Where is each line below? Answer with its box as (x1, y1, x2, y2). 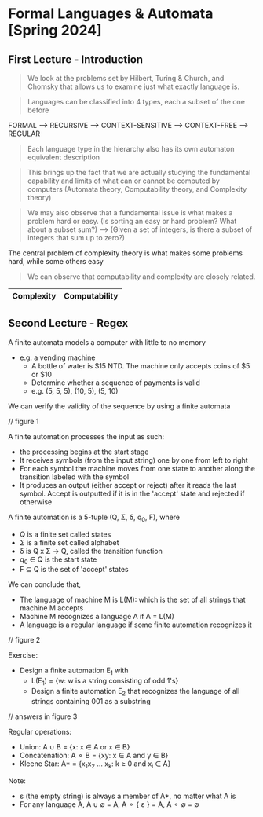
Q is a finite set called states (19, 529, 111, 539)
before (27, 105, 49, 115)
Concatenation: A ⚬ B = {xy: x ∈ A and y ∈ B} (19, 750, 169, 760)
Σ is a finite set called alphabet (19, 537, 119, 547)
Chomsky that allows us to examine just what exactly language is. (27, 82, 240, 91)
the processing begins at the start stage (19, 447, 149, 456)
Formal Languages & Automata (8, 5, 214, 23)
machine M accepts (19, 603, 84, 613)
